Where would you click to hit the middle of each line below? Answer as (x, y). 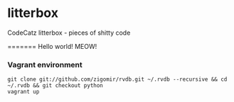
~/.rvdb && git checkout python (55, 86)
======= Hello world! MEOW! (52, 46)
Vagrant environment (45, 64)
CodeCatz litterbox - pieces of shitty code (69, 33)
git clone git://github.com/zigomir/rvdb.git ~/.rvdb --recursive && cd (117, 79)
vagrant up (23, 92)
